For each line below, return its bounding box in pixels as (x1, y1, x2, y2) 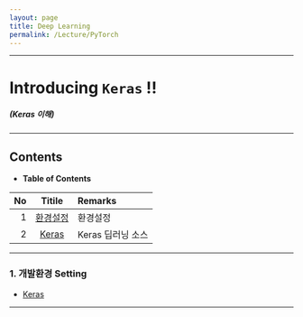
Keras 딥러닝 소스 (77, 228, 149, 241)
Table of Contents (22, 173, 92, 184)
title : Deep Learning (9, 22, 91, 31)
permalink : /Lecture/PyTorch (9, 30, 119, 39)
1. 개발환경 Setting (9, 267, 87, 280)
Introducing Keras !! (9, 78, 158, 98)
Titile (40, 195, 63, 208)
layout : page (9, 13, 59, 23)
